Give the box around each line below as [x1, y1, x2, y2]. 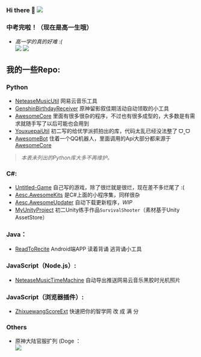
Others [6, 323, 27, 332]
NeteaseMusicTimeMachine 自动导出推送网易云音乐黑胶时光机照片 [14, 276, 181, 284]
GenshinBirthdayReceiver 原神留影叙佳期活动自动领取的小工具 [14, 105, 170, 112]
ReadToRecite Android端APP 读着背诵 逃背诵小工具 [14, 245, 142, 252]
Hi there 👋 [6, 6, 36, 14]
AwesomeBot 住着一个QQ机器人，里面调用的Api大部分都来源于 [14, 135, 172, 142]
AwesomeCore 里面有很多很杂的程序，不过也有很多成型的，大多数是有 [14, 112, 190, 120]
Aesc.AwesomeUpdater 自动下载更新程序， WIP [14, 199, 133, 206]
